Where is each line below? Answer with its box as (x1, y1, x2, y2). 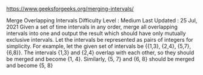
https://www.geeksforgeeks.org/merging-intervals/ (6, 5, 135, 12)
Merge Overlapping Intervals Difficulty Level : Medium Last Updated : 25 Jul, (6, 17, 198, 24)
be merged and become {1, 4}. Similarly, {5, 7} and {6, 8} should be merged (6, 56, 195, 62)
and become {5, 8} (6, 62, 53, 69)
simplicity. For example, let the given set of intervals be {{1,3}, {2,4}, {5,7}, (6, 42, 191, 50)
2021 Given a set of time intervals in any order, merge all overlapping (6, 24, 178, 30)
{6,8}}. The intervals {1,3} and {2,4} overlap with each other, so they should (6, 49, 195, 56)
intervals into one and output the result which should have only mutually (6, 30, 186, 37)
